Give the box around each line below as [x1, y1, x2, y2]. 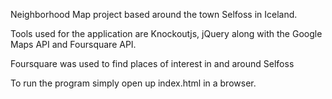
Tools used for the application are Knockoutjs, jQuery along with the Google [10, 28, 323, 39]
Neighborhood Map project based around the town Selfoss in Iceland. [10, 9, 298, 20]
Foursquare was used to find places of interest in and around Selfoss [10, 58, 295, 69]
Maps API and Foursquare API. [10, 39, 137, 50]
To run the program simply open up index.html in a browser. [10, 77, 257, 89]
